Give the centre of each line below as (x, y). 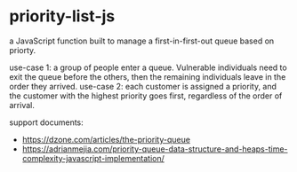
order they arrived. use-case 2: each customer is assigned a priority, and (143, 86)
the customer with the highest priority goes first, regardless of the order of (146, 96)
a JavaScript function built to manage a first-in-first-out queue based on (142, 41)
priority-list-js (62, 16)
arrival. (22, 105)
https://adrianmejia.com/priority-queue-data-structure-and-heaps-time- (155, 149)
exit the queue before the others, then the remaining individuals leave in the (148, 76)
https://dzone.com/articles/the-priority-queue (106, 139)
